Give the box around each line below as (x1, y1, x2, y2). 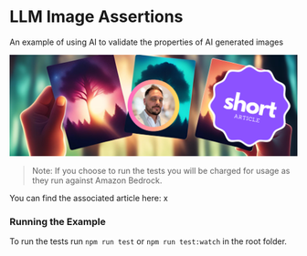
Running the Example (9, 215, 107, 228)
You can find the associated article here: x (9, 192, 169, 203)
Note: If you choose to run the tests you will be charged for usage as (31, 165, 291, 176)
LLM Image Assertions (9, 6, 184, 27)
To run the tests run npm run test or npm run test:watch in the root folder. (9, 235, 288, 247)
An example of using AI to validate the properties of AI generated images (9, 36, 284, 47)
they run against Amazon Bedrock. (31, 175, 163, 186)
